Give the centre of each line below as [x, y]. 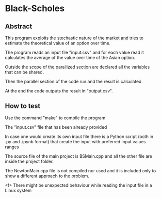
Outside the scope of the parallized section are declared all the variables [78, 67]
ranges [12, 147]
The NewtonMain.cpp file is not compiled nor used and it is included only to [80, 170]
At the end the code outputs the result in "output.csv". [59, 91]
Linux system [18, 190]
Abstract [19, 26]
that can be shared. [24, 72]
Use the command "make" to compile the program [55, 118]
